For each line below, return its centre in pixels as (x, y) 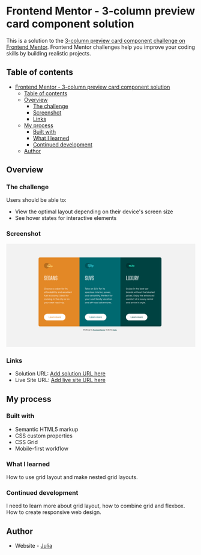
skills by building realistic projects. (49, 53)
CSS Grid (26, 442)
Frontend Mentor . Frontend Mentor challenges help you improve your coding (101, 47)
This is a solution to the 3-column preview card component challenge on (96, 40)
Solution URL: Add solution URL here (60, 374)
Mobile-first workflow (42, 448)
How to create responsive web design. (54, 512)
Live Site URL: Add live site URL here (60, 380)
